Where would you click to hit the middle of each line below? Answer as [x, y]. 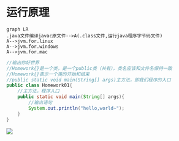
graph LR [17, 29]
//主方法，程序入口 [39, 91]
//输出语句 [40, 103]
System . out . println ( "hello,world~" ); [76, 108]
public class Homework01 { [39, 86]
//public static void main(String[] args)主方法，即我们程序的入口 [89, 80]
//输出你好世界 [23, 63]
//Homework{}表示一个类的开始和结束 [48, 74]
